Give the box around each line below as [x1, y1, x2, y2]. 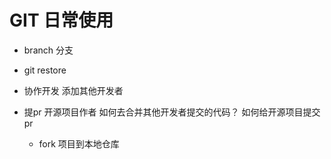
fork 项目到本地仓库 [38, 137, 120, 150]
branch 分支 [23, 44, 74, 56]
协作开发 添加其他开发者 [23, 84, 124, 96]
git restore [23, 64, 67, 76]
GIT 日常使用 [9, 9, 114, 32]
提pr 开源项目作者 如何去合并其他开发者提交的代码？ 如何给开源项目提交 [23, 106, 321, 118]
